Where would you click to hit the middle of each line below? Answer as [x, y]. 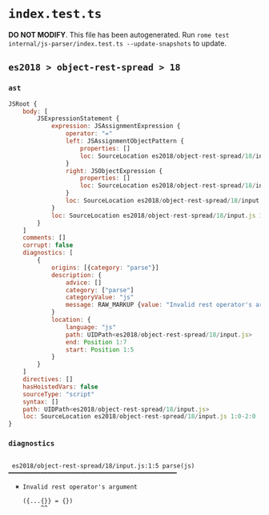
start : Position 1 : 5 [100, 350]
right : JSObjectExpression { [114, 171]
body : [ [35, 111]
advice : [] [84, 283]
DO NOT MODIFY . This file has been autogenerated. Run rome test [119, 34]
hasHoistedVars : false [60, 387]
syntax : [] [41, 402]
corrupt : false [48, 245]
